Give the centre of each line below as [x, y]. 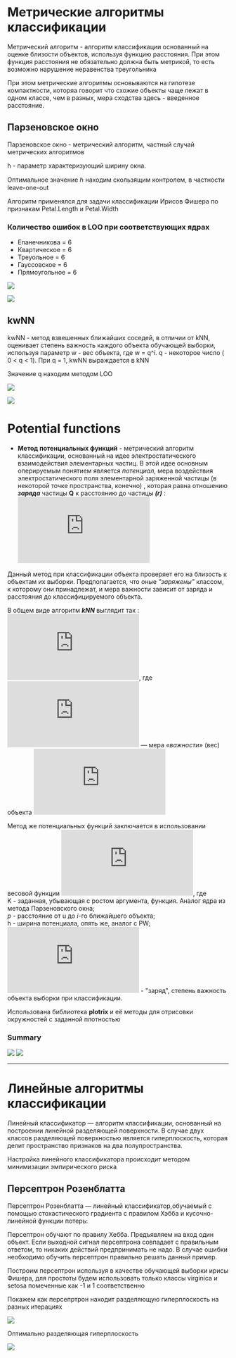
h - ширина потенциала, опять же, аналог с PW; [79, 923]
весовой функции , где [107, 893]
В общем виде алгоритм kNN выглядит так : [73, 610]
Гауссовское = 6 [42, 265]
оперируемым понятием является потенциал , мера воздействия [115, 471]
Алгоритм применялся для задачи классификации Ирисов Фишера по [113, 201]
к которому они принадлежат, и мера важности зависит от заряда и [110, 589]
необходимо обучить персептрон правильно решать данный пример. [112, 1257]
